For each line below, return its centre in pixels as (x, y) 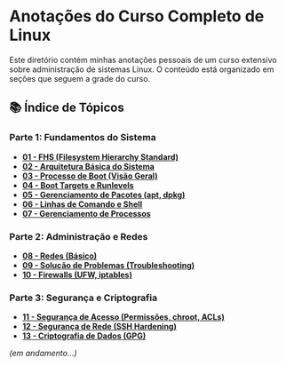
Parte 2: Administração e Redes (79, 236)
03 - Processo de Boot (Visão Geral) (90, 176)
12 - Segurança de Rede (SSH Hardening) (99, 327)
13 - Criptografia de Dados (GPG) (84, 336)
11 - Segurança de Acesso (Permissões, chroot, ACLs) (123, 317)
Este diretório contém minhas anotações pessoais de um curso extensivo (143, 60)
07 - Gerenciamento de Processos (86, 213)
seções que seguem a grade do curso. (80, 78)
